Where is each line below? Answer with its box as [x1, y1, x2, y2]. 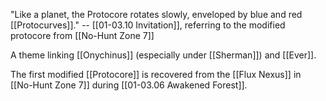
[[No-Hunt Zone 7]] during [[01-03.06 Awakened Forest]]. [10, 79, 248, 91]
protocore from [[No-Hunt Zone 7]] [10, 30, 155, 41]
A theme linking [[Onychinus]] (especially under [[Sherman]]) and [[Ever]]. [10, 49, 317, 61]
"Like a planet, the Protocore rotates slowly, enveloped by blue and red [10, 9, 303, 20]
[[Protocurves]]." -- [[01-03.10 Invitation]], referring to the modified [10, 19, 286, 31]
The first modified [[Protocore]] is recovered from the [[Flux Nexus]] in [10, 69, 302, 80]
